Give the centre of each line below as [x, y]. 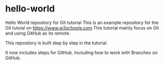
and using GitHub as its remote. [38, 33]
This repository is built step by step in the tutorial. [57, 42]
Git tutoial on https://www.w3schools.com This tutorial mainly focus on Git [82, 27]
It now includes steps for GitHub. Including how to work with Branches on [81, 52]
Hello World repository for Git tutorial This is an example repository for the [82, 22]
